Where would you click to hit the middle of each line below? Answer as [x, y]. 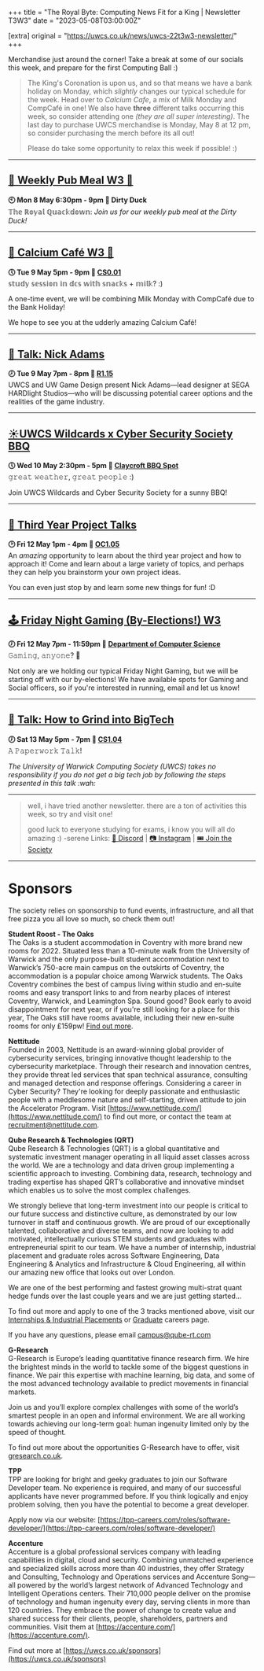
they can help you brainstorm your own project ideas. [95, 572]
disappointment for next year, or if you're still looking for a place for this [124, 1009]
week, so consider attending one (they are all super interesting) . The [138, 116]
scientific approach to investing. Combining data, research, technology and [130, 1173]
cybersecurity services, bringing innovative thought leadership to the [120, 1057]
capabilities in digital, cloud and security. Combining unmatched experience [131, 1560]
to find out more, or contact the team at [168, 1116]
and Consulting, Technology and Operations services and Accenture [119, 1577]
